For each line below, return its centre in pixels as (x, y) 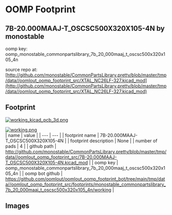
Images (17, 206)
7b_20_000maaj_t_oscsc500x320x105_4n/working (58, 190)
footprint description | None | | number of (114, 141)
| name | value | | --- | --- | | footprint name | (52, 135)
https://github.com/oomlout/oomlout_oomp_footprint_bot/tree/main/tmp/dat (85, 179)
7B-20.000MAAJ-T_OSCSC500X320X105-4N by (85, 28)
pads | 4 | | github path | (31, 146)
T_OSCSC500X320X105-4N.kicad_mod (47, 162)
